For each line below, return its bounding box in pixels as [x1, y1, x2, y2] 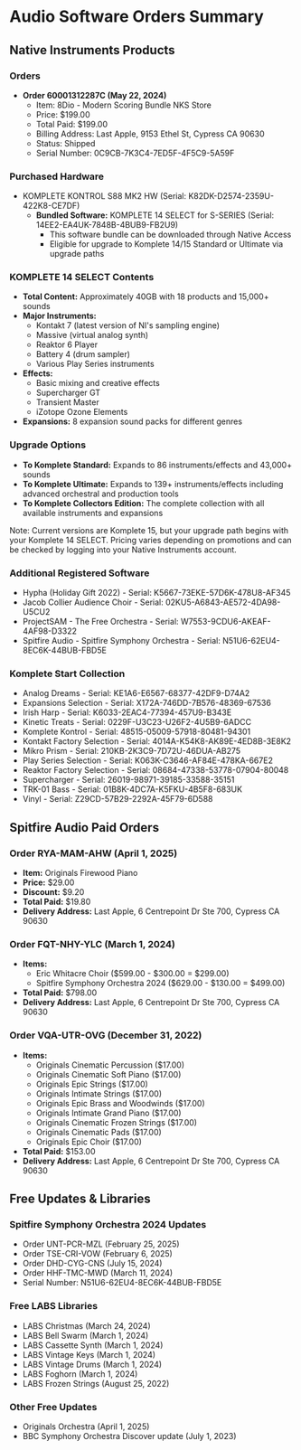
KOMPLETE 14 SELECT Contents [9, 271, 155, 284]
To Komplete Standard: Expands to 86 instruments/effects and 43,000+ [22, 459, 292, 470]
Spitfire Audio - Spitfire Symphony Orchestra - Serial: [22, 636, 221, 646]
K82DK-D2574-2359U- [188, 191, 274, 202]
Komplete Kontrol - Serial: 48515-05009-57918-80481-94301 [22, 726, 251, 738]
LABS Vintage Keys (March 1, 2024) [22, 1349, 156, 1360]
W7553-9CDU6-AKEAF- [180, 617, 271, 627]
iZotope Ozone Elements [35, 407, 128, 418]
